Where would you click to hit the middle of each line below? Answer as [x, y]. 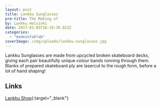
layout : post [18, 10]
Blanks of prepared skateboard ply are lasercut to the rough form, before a [81, 65]
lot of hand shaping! [25, 71]
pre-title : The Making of [32, 19]
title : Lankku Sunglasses [32, 14]
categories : [17, 32]
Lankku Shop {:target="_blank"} [37, 98]
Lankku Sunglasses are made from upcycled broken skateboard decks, [77, 55]
